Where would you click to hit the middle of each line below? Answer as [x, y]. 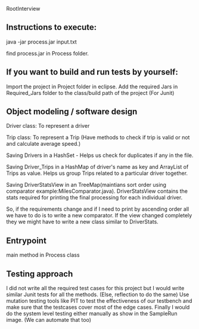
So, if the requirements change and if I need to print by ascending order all [98, 209]
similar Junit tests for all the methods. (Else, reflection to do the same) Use [98, 294]
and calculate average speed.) [43, 144]
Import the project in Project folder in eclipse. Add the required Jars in [92, 87]
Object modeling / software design [72, 112]
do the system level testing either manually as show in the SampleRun [92, 313]
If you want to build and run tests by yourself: [92, 72]
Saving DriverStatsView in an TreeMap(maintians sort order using [86, 185]
